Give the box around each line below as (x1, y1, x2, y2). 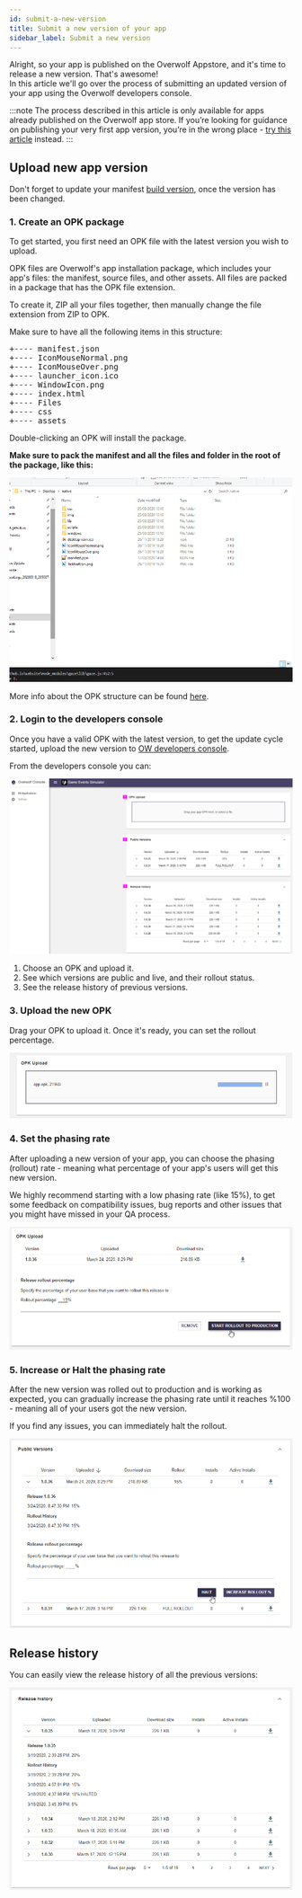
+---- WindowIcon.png (9, 380, 105, 390)
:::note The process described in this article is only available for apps (9, 105, 265, 116)
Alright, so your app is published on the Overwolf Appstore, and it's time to (9, 59, 286, 70)
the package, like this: (9, 459, 94, 471)
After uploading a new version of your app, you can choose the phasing (9, 1153, 275, 1164)
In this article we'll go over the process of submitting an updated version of (9, 78, 288, 89)
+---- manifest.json (9, 344, 101, 354)
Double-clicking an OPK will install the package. (9, 432, 187, 444)
